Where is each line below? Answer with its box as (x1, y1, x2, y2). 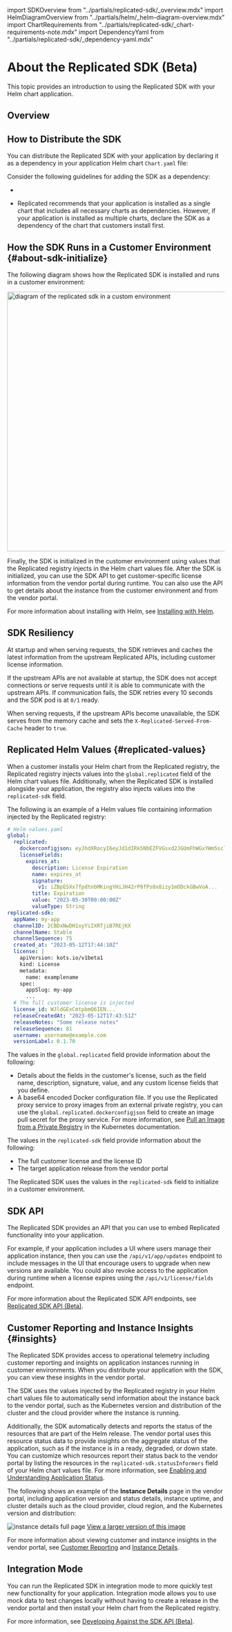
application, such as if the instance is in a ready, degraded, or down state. (7, 1444, 217, 1452)
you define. (17, 1086, 50, 1094)
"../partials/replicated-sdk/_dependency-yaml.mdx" (7, 35, 154, 44)
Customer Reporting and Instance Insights (7, 1322, 193, 1334)
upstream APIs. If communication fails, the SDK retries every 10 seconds (7, 688, 213, 696)
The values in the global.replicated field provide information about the (7, 1051, 211, 1059)
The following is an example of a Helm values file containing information (7, 805, 213, 813)
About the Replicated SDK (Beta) (7, 60, 198, 75)
